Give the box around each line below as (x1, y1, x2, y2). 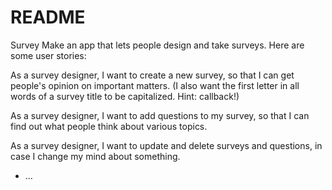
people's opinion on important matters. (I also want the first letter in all (10, 79, 300, 91)
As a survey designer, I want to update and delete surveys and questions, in (10, 139, 323, 151)
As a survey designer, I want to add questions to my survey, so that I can (10, 109, 310, 121)
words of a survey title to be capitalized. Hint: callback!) (10, 90, 240, 102)
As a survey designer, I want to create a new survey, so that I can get (10, 69, 295, 81)
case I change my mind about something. (10, 150, 181, 162)
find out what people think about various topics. (10, 120, 208, 132)
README (10, 6, 86, 29)
